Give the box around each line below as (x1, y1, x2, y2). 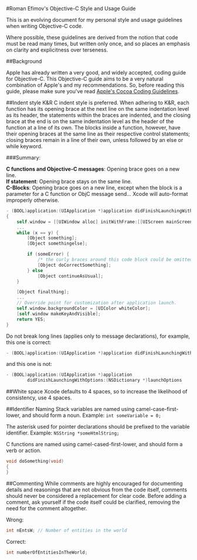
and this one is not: (6, 361, 52, 368)
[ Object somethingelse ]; (27, 240, 88, 247)
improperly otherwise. (6, 196, 60, 203)
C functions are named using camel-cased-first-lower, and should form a (6, 441, 183, 448)
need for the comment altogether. (6, 504, 87, 512)
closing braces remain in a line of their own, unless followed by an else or (6, 137, 184, 143)
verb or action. (6, 447, 42, 454)
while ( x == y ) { (16, 230, 59, 236)
